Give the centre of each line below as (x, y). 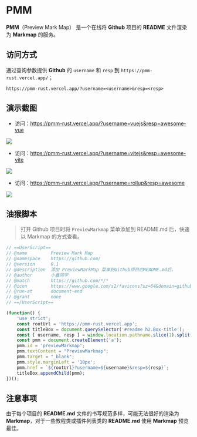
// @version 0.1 (33, 264)
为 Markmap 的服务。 (32, 34)
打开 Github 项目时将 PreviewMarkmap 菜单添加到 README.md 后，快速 (105, 229)
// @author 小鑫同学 (37, 275)
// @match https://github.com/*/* (57, 280)
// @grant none (34, 297)
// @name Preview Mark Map (50, 253)
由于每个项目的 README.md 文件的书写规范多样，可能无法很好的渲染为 (93, 414)
